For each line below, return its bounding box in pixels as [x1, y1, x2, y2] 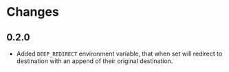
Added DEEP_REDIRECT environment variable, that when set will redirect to [16, 49, 223, 58]
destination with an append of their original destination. [16, 57, 173, 65]
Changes [6, 4, 59, 20]
